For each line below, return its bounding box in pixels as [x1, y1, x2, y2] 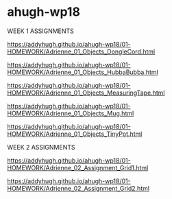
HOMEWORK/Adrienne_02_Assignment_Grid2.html [7, 184, 149, 192]
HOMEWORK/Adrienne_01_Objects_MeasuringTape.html [7, 89, 165, 97]
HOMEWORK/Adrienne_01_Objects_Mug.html [7, 109, 134, 117]
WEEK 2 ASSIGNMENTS [7, 143, 75, 151]
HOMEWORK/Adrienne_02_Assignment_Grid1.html [7, 163, 149, 172]
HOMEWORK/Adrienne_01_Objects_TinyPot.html [7, 130, 143, 138]
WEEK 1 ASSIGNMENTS [7, 27, 74, 35]
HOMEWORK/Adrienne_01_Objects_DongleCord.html [7, 47, 156, 56]
